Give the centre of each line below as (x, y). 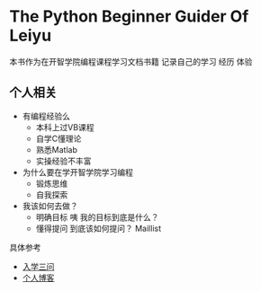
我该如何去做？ (50, 206)
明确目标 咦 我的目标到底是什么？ (97, 216)
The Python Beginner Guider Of (129, 17)
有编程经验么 (46, 116)
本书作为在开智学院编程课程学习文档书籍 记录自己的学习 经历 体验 (131, 61)
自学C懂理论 (58, 138)
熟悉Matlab (57, 149)
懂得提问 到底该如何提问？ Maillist (99, 228)
